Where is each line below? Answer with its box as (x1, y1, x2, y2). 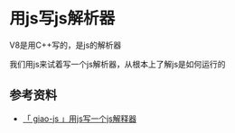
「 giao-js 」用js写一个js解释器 (22, 113, 137, 124)
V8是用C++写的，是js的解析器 (9, 40, 122, 50)
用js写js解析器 (9, 8, 116, 29)
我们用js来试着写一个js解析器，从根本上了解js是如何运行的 (9, 58, 226, 69)
